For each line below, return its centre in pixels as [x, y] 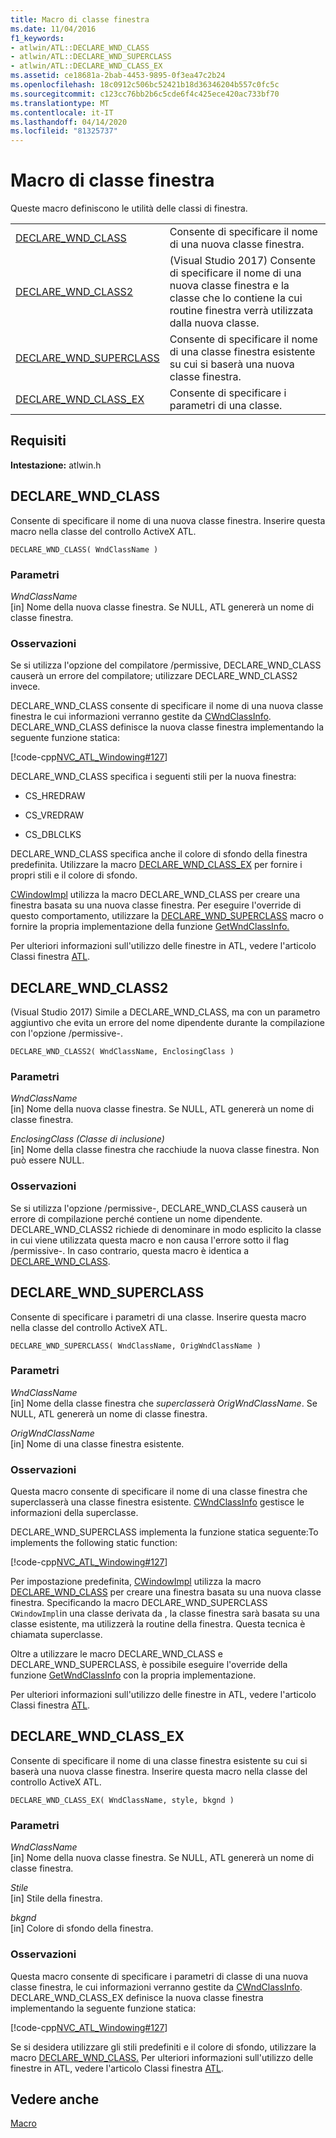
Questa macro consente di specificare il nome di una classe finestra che [159, 1492]
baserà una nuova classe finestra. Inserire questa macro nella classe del [159, 1771]
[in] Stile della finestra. [56, 1898]
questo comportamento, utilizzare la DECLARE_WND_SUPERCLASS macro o [167, 916]
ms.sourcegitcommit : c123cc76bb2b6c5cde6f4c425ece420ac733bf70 [145, 94]
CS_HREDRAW [55, 796]
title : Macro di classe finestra [80, 19]
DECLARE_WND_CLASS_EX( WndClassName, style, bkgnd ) [122, 1800]
